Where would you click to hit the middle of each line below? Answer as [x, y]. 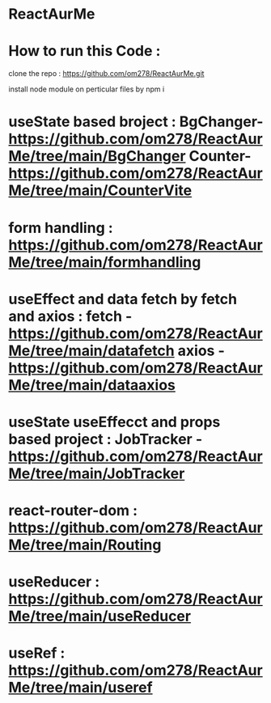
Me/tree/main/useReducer [100, 616]
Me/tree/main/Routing [85, 545]
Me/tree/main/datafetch [92, 351]
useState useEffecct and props [114, 422]
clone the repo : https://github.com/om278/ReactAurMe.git [106, 74]
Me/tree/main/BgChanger [97, 157]
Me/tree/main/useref [80, 688]
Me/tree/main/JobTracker [97, 473]
